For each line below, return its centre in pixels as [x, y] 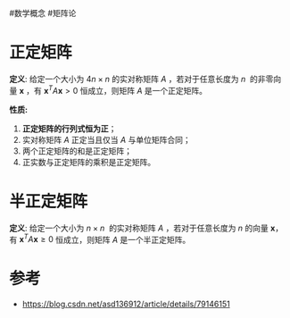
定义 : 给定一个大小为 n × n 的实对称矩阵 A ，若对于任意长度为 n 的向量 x [142, 228]
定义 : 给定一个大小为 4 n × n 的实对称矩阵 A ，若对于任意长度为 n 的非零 [141, 79]
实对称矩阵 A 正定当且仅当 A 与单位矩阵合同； [106, 139]
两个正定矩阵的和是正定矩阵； [77, 151]
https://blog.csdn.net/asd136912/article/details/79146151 [126, 304]
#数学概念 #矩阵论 [43, 13]
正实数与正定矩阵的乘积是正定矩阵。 [89, 162]
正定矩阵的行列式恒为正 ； [69, 129]
